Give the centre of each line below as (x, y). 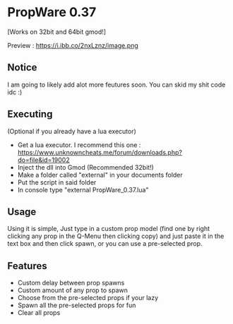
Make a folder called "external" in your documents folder (100, 175)
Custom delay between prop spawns (71, 283)
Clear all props (39, 313)
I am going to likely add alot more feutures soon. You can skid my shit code (116, 85)
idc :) (15, 92)
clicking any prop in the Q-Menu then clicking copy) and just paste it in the (116, 236)
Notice (22, 68)
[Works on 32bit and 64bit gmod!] (57, 32)
